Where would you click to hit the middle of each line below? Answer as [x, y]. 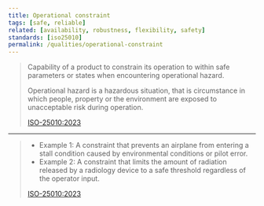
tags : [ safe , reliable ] [47, 23]
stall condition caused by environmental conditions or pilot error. [143, 153]
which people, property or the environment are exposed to [122, 99]
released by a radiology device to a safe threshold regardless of [142, 171]
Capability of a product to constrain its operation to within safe [128, 67]
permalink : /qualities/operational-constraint [86, 45]
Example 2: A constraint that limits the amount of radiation [133, 162]
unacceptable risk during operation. [85, 108]
